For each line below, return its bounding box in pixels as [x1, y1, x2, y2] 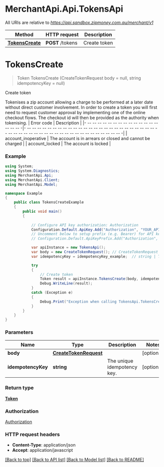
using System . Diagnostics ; [5, 168, 60, 174]
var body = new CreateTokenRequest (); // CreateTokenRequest [31, 250, 159, 255]
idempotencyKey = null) [17, 80, 65, 86]
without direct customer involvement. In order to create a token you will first [5, 104, 158, 110]
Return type [5, 385, 34, 391]
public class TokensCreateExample [14, 200, 84, 205]
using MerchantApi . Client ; [5, 177, 60, 183]
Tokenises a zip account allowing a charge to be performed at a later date [5, 99, 153, 105]
